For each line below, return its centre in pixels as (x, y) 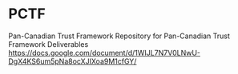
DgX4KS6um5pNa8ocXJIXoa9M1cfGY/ (73, 61)
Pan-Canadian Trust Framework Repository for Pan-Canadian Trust (119, 36)
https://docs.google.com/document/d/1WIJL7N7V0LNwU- (105, 53)
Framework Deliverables (48, 44)
